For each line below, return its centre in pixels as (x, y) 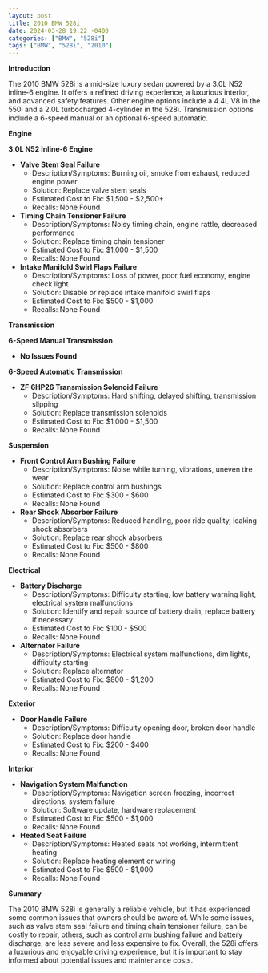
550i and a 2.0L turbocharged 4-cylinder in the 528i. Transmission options (131, 110)
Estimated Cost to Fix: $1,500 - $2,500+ (98, 199)
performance (54, 233)
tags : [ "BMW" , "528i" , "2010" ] (60, 46)
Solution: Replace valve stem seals (89, 190)
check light (50, 284)
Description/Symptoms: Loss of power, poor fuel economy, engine (141, 276)
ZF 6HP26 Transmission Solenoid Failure (89, 387)
